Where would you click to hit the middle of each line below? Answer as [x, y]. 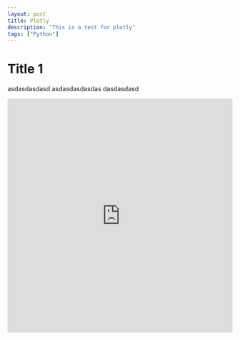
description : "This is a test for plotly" [71, 27]
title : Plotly [29, 21]
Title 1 [25, 69]
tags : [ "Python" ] [33, 34]
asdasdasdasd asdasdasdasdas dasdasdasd [73, 89]
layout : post [27, 14]
